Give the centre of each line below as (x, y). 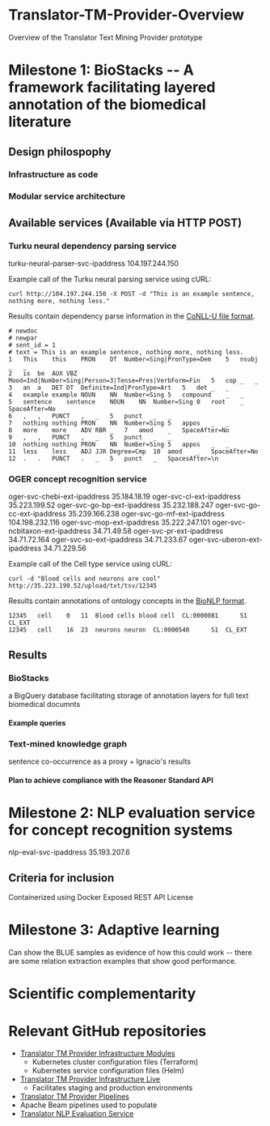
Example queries (37, 722)
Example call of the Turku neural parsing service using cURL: (110, 279)
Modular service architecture (67, 196)
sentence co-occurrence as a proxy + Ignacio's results (100, 761)
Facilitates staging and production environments (112, 1088)
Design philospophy (60, 152)
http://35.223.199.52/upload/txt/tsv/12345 (83, 586)
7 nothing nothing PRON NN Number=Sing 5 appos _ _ (119, 423)
